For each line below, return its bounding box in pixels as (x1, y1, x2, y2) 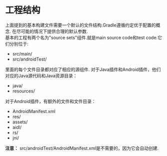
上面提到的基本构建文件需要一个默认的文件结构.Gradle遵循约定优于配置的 (5, 22, 156, 28)
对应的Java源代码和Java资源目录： (5, 72, 77, 78)
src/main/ (12, 50, 32, 56)
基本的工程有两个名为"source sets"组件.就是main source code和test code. (5, 34, 158, 40)
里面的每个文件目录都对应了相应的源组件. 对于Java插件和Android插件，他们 (5, 66, 161, 72)
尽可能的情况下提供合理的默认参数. (16, 28, 88, 34)
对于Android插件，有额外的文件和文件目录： (5, 98, 96, 104)
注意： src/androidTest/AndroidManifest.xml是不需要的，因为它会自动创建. (5, 145, 159, 151)
